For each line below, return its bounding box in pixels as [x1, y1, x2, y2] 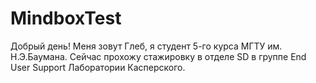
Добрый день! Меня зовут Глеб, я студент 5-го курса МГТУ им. [10, 40, 283, 52]
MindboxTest [10, 7, 122, 30]
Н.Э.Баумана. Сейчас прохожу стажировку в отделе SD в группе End [10, 50, 307, 62]
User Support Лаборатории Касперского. [10, 61, 186, 73]
